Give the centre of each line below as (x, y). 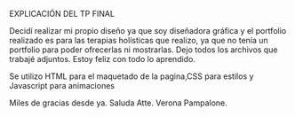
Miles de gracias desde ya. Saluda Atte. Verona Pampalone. (119, 103)
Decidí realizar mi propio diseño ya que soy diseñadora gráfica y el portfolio (148, 31)
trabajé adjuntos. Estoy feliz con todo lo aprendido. (102, 59)
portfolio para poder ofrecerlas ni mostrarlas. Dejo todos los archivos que (144, 50)
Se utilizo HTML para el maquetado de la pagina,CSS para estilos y (132, 76)
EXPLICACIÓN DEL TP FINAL (62, 14)
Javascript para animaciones (62, 86)
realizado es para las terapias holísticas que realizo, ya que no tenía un (139, 40)
